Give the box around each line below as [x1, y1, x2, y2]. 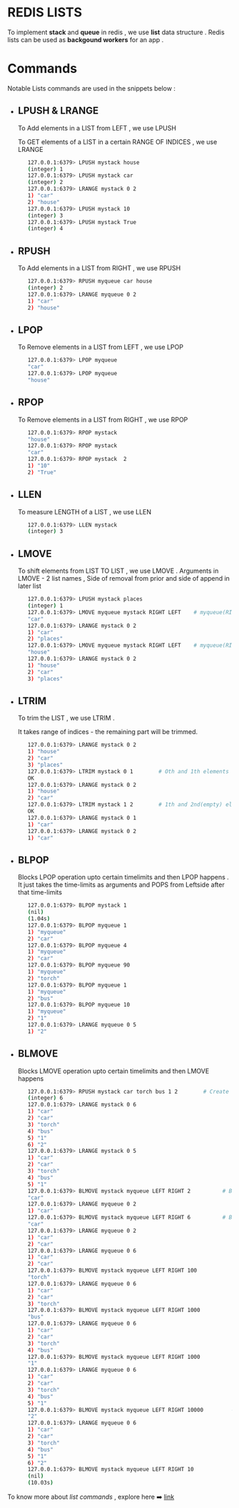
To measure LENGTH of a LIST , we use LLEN [17, 507, 152, 516]
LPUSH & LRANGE [17, 105, 99, 117]
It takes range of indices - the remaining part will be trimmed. [17, 728, 198, 736]
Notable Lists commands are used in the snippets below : [7, 83, 176, 93]
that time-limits [17, 888, 63, 897]
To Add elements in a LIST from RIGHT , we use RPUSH [17, 264, 181, 272]
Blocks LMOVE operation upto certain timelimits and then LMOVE [17, 1066, 210, 1075]
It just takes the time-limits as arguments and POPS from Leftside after [17, 880, 225, 889]
